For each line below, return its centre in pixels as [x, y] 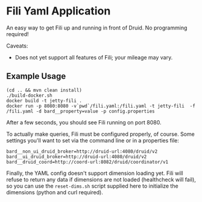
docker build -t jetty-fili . [44, 100]
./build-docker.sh [29, 95]
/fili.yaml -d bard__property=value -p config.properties [80, 111]
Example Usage [36, 76]
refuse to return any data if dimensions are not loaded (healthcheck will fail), [101, 179]
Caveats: [17, 46]
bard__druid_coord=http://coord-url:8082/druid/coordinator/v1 [87, 162]
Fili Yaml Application [58, 11]
